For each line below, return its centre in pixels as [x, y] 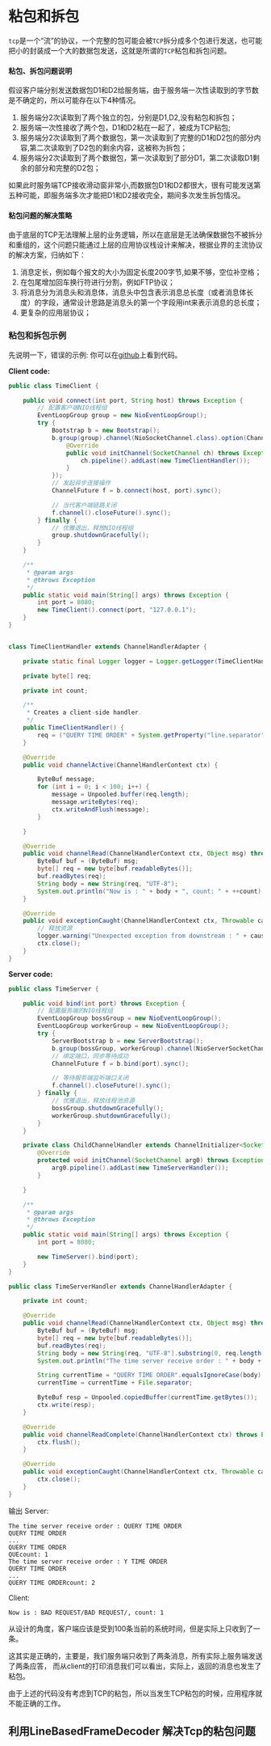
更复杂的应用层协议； [55, 313]
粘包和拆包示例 [38, 336]
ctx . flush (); [59, 1442]
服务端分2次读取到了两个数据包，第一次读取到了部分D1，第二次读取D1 [136, 158]
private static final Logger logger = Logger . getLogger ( [121, 661]
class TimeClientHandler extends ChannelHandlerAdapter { [108, 647]
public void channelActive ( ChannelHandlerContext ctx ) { [121, 765]
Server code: [31, 974]
